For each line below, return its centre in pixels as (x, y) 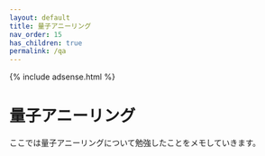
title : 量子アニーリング (50, 26)
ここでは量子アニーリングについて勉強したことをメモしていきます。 (135, 143)
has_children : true (46, 43)
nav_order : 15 (36, 34)
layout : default (40, 18)
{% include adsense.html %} (62, 77)
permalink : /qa (38, 51)
